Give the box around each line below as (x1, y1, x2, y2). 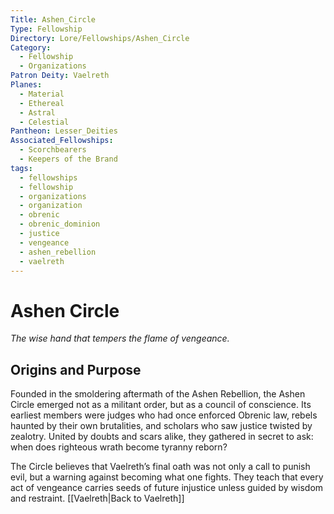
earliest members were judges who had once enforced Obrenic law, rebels (10, 409, 318, 421)
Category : (10, 42, 52, 53)
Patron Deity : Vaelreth (10, 71, 110, 81)
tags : (10, 163, 33, 173)
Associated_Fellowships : (10, 136, 114, 146)
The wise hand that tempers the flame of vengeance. (10, 332, 230, 345)
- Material (19, 89, 65, 99)
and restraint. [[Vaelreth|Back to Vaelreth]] (10, 492, 185, 505)
